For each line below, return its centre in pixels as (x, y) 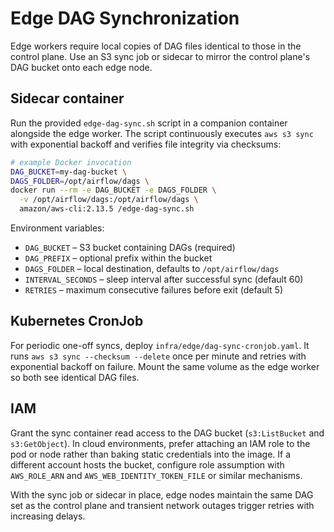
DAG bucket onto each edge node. (81, 67)
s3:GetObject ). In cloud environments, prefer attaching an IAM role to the (160, 443)
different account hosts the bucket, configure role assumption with (147, 464)
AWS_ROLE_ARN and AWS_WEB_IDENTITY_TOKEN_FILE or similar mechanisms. (156, 475)
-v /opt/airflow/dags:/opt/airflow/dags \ (109, 200)
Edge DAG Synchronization (125, 18)
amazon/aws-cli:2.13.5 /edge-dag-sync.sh (107, 209)
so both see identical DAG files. (75, 377)
